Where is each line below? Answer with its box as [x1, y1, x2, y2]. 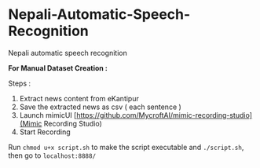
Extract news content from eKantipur [19, 93, 139, 103]
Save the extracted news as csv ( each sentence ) [19, 102, 182, 111]
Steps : [8, 79, 31, 88]
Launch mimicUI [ [19, 110, 77, 119]
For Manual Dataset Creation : [8, 63, 108, 72]
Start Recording [19, 127, 71, 137]
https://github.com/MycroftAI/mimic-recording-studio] [75, 110, 253, 119]
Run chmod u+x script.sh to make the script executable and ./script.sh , [8, 142, 244, 152]
